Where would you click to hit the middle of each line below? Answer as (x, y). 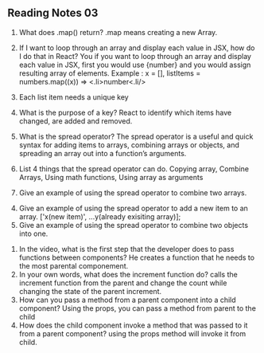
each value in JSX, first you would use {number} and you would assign (135, 65)
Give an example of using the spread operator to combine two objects (133, 225)
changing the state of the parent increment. (90, 291)
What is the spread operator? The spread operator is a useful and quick (136, 136)
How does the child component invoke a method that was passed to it (133, 325)
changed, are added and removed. (76, 121)
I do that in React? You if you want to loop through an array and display (135, 56)
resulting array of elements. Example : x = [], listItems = (110, 73)
